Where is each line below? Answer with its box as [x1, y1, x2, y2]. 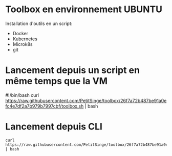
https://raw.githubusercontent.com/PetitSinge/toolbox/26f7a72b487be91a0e [5, 97, 167, 103]
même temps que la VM [5, 75, 108, 87]
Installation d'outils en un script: [5, 20, 73, 27]
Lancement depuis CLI [5, 121, 102, 133]
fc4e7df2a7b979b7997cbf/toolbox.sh [5, 103, 84, 109]
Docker [12, 30, 29, 36]
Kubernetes [12, 36, 37, 42]
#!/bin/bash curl [5, 92, 39, 98]
